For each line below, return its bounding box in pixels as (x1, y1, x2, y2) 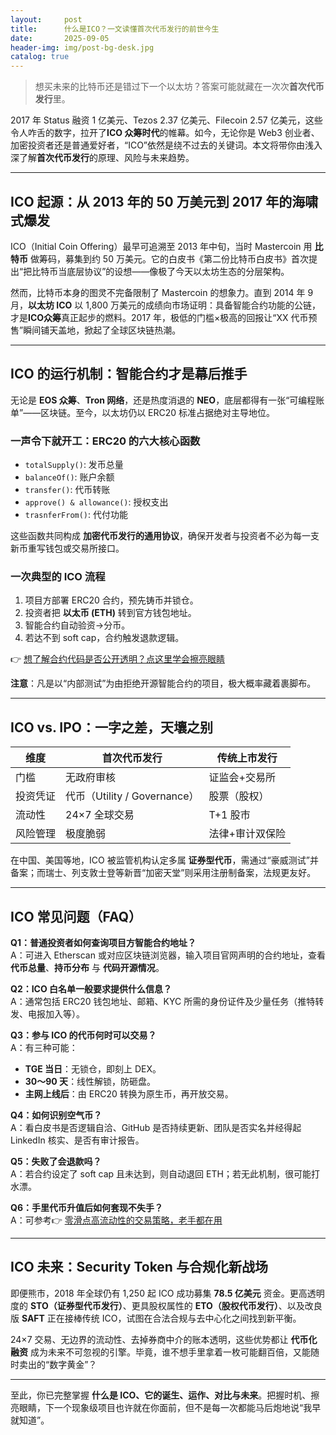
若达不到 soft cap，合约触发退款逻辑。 (24, 632, 185, 644)
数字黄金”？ (49, 1358, 98, 1370)
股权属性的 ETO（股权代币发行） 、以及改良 (148, 1299, 323, 1311)
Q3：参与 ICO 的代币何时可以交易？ (10, 1029, 157, 1041)
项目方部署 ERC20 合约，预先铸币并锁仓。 (24, 594, 199, 606)
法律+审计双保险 (208, 827, 286, 841)
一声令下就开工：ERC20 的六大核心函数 (10, 434, 201, 448)
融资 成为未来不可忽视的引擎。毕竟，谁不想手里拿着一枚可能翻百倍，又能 (10, 1346, 311, 1358)
